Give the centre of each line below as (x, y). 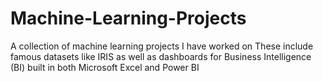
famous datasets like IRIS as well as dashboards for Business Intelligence (161, 56)
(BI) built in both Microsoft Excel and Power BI (105, 67)
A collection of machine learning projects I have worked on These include (162, 46)
